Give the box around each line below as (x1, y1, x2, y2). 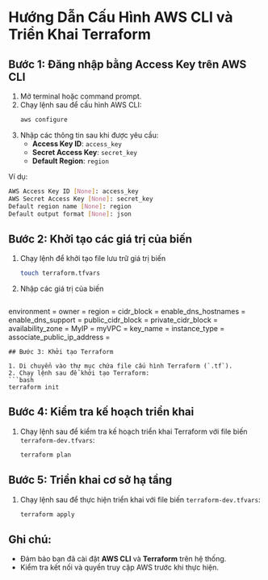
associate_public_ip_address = (8, 332, 111, 343)
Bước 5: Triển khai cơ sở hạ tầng (8, 473, 172, 487)
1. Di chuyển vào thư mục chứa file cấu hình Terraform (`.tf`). (8, 362, 232, 371)
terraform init (8, 384, 60, 392)
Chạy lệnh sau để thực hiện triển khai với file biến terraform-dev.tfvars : (19, 494, 261, 504)
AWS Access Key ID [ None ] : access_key (8, 187, 139, 195)
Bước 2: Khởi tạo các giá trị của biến (8, 232, 192, 246)
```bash (8, 376, 35, 385)
